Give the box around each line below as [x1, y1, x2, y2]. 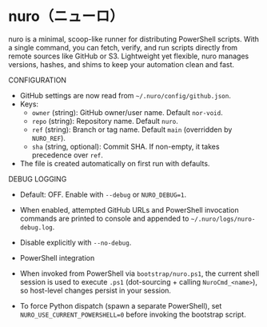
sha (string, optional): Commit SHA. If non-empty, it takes [31, 142, 220, 151]
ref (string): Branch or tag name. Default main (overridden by [31, 125, 233, 134]
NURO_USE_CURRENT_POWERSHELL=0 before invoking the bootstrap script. [19, 309, 246, 319]
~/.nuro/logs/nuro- [190, 215, 256, 223]
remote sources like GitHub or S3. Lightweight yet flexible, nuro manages [8, 51, 249, 61]
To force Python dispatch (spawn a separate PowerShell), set [19, 301, 222, 310]
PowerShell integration [19, 253, 95, 262]
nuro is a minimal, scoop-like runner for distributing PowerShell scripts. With [8, 34, 260, 44]
